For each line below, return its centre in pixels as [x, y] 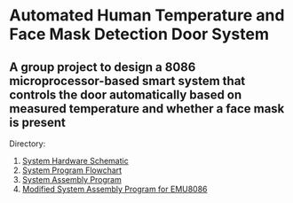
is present [38, 122]
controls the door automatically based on [126, 94]
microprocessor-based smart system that [127, 81]
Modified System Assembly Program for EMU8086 [115, 189]
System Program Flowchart [72, 170]
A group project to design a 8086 [103, 67]
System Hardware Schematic [75, 161]
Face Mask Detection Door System [139, 34]
